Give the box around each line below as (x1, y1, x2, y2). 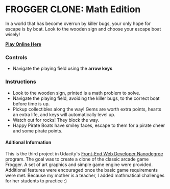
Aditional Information (5, 139, 52, 146)
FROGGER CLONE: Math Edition (5, 4, 141, 15)
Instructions (5, 78, 37, 85)
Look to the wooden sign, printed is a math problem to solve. (12, 90, 140, 96)
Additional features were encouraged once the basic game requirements (5, 167, 158, 173)
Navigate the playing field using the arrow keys (12, 65, 113, 72)
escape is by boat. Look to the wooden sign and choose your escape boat (5, 25, 161, 32)
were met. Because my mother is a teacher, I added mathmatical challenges (5, 172, 165, 178)
